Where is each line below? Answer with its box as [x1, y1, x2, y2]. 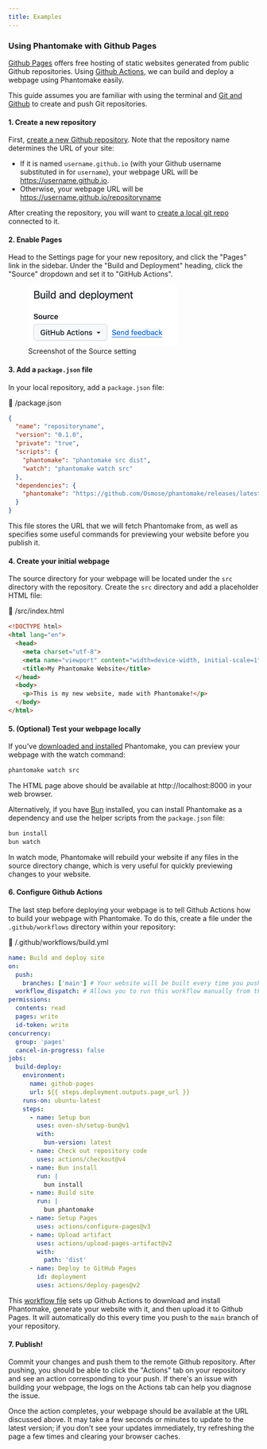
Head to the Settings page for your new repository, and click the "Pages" [8, 252, 247, 262]
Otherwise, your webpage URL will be [19, 184, 144, 194]
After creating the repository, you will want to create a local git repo [8, 208, 229, 218]
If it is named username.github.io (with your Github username [19, 159, 222, 169]
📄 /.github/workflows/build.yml [8, 937, 109, 947]
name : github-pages [29, 1080, 94, 1088]
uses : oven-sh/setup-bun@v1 [37, 1122, 130, 1130]
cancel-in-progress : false [15, 1046, 105, 1054]
